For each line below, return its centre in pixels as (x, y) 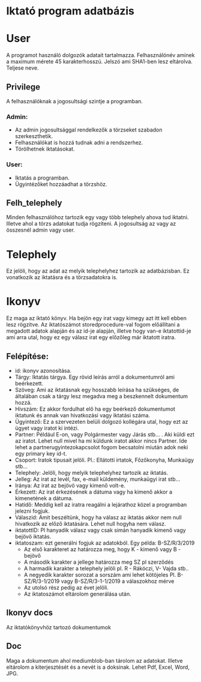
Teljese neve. (22, 68)
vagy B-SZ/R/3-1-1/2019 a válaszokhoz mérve (118, 581)
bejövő (32, 556)
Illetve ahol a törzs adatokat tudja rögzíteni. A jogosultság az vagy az (91, 224)
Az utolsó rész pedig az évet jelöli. (66, 588)
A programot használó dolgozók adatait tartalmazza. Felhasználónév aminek (100, 55)
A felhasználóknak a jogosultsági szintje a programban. (74, 101)
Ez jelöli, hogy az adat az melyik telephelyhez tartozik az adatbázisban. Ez (98, 271)
